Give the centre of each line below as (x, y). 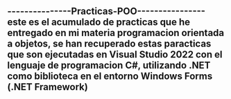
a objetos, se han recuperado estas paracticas (109, 44)
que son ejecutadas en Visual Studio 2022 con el (115, 55)
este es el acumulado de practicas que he (99, 22)
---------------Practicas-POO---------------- (106, 11)
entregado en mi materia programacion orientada (116, 33)
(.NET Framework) (48, 87)
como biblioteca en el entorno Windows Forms (110, 76)
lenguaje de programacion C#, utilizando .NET (109, 65)
